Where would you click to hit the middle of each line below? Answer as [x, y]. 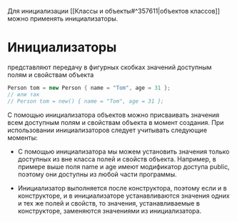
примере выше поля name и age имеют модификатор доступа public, [123, 166]
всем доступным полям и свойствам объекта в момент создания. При [116, 122]
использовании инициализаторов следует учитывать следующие [107, 130]
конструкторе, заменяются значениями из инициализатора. [110, 211]
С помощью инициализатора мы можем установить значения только [123, 151]
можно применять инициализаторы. [63, 19]
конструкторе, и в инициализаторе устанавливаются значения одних [123, 196]
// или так [24, 94]
